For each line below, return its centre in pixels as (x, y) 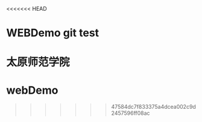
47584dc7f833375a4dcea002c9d (153, 107)
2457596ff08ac (131, 113)
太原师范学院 (38, 62)
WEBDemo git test (53, 33)
